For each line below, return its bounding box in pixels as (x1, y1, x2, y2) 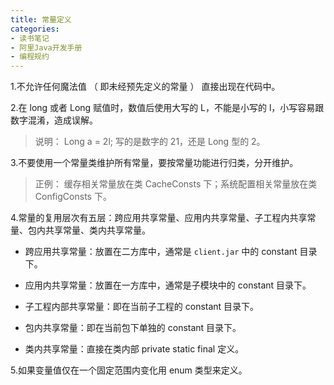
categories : (10, 24, 60, 34)
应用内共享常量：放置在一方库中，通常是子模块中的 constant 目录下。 (24, 279, 312, 291)
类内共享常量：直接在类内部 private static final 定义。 (24, 343, 245, 355)
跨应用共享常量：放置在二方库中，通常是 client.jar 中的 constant (24, 246, 298, 258)
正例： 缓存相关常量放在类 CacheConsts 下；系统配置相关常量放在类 (34, 178, 318, 190)
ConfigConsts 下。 (34, 191, 112, 203)
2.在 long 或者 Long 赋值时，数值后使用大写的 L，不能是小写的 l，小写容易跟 (10, 102, 325, 114)
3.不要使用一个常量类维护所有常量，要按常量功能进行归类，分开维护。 (10, 157, 299, 169)
